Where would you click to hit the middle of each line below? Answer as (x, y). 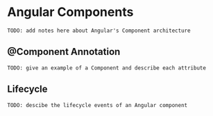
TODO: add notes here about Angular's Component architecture (99, 31)
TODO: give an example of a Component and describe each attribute (107, 68)
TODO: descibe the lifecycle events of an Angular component (97, 105)
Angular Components (70, 12)
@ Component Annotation (64, 52)
